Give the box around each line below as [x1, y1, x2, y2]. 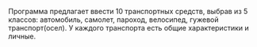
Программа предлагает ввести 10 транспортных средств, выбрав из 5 [8, 7, 248, 16]
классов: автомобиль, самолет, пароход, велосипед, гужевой [8, 15, 219, 24]
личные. [8, 31, 36, 41]
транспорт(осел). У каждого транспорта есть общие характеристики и [8, 23, 249, 32]
